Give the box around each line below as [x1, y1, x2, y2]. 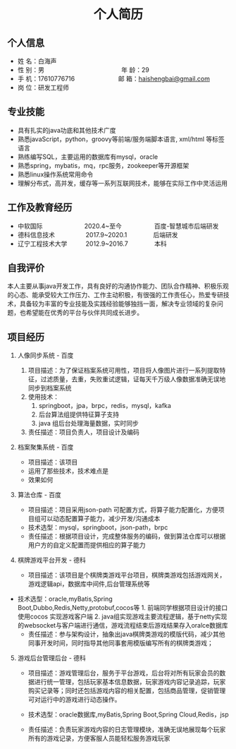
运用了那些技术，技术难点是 [27, 467, 109, 475]
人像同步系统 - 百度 [17, 351, 74, 360]
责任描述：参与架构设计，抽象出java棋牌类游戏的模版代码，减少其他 [27, 630, 225, 639]
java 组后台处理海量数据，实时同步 [38, 419, 139, 428]
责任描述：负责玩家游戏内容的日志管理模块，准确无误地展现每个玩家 [27, 725, 226, 734]
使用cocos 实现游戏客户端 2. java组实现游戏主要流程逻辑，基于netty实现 [17, 612, 228, 621]
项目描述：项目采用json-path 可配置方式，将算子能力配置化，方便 [27, 505, 218, 514]
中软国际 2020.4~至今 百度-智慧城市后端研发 [17, 222, 219, 230]
